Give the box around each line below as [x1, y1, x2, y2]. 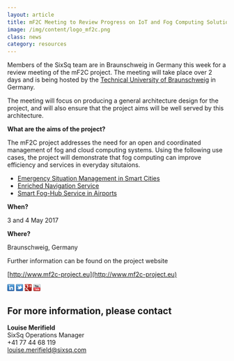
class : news [7, 34, 42, 40]
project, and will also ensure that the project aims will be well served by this [7, 104, 224, 112]
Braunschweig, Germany [7, 243, 78, 251]
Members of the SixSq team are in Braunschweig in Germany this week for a [7, 61, 226, 69]
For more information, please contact [7, 304, 172, 317]
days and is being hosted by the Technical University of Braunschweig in [7, 75, 216, 84]
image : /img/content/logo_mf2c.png [7, 26, 111, 33]
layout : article [7, 11, 54, 18]
